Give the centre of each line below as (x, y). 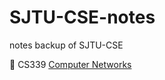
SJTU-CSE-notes (82, 17)
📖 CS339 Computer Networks (70, 64)
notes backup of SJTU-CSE (66, 45)
